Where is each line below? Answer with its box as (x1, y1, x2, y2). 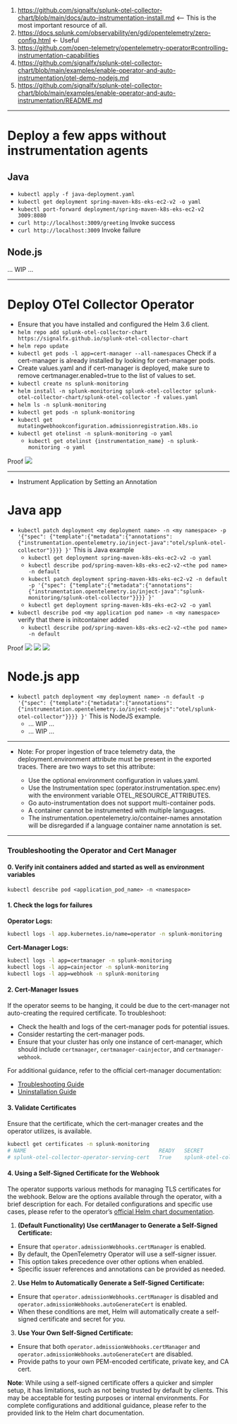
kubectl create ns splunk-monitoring (17, 380, 129, 387)
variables (7, 871, 35, 879)
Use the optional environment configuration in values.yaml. (28, 776, 200, 784)
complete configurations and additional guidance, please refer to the (7, 1401, 207, 1409)
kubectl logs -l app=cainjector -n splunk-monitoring (7, 963, 169, 970)
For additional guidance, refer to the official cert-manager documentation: (7, 1066, 222, 1074)
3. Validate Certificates (7, 1103, 76, 1112)
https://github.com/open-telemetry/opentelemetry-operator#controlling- (17, 44, 229, 52)
